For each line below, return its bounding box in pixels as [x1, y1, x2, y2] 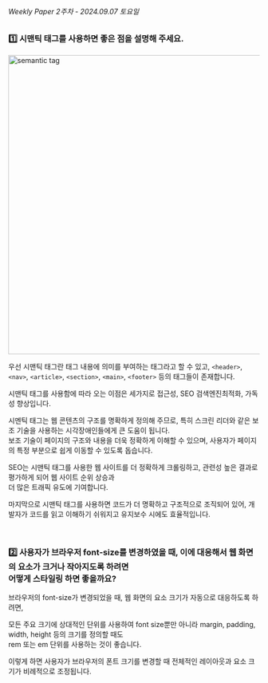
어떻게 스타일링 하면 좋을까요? [8, 573, 117, 584]
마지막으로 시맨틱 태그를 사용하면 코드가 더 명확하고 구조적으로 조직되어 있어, [8, 499, 247, 509]
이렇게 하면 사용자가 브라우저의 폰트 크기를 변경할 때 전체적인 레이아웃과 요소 [8, 656, 247, 665]
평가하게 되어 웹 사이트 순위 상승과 [8, 472, 115, 482]
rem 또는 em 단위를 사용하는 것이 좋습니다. [8, 639, 142, 649]
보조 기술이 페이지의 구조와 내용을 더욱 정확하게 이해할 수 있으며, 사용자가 [8, 435, 236, 445]
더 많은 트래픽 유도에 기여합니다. [8, 482, 109, 492]
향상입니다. [16, 398, 52, 408]
